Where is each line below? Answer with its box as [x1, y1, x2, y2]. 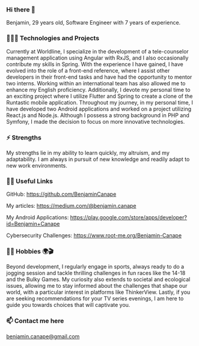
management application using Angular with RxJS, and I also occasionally [6, 54, 189, 61]
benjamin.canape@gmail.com [6, 333, 80, 340]
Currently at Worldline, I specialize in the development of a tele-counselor [6, 47, 189, 55]
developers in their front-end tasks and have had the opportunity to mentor [6, 73, 192, 80]
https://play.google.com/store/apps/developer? [70, 214, 188, 221]
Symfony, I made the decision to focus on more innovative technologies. [6, 118, 185, 125]
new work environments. [6, 162, 68, 169]
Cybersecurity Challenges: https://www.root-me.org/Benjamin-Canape [6, 232, 182, 239]
